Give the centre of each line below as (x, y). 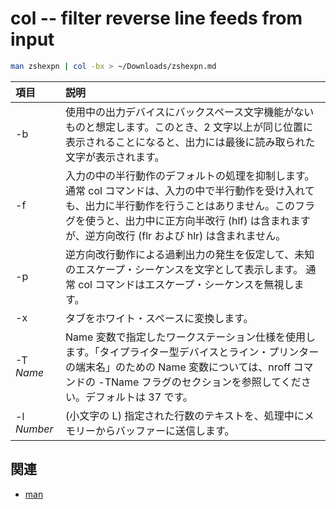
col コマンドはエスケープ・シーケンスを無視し (186, 284)
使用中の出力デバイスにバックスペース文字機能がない (190, 112)
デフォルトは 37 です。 (139, 397)
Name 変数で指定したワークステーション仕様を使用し (190, 337)
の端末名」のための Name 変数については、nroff (178, 367)
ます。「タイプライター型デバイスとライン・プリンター (192, 352)
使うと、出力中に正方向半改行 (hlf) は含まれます (198, 220)
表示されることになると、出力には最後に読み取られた (190, 142)
